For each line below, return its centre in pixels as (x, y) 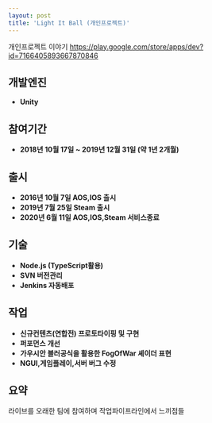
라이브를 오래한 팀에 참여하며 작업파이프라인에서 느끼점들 (96, 411)
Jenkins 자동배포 (47, 285)
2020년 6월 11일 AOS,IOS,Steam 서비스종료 (90, 217)
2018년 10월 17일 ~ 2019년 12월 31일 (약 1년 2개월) (99, 150)
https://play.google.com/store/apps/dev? (137, 46)
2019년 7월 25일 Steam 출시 (65, 207)
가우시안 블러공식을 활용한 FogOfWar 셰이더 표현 (96, 353)
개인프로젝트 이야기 (38, 46)
